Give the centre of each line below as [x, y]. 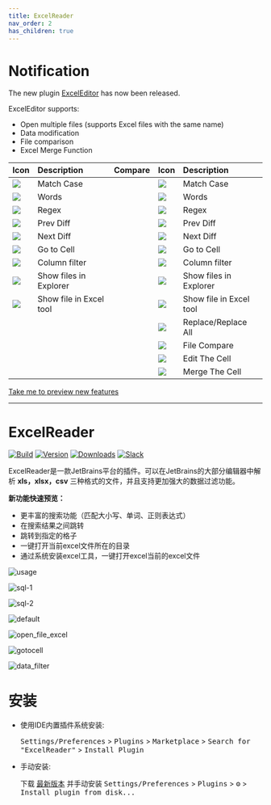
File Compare [208, 346]
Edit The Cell [207, 359]
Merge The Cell [212, 372]
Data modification [50, 133]
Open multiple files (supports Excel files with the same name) [122, 124]
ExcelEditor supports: [44, 109]
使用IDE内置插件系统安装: [62, 725]
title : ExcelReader [41, 16]
